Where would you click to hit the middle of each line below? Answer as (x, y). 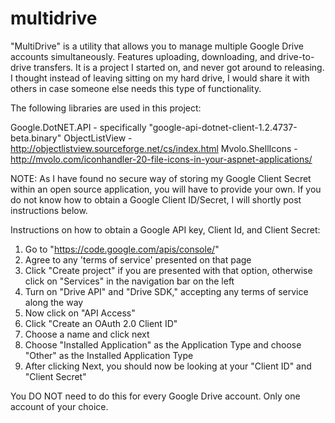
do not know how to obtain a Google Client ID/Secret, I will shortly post (156, 199)
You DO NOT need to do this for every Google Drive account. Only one (155, 396)
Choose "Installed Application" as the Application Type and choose (163, 344)
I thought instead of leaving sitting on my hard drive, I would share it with (160, 78)
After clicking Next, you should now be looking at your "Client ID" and (168, 366)
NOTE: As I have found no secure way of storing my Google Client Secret (161, 178)
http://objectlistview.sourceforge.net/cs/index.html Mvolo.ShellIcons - (154, 148)
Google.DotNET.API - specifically (78, 127)
